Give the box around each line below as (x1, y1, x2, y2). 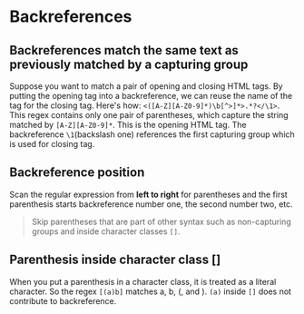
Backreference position (9, 165, 145, 181)
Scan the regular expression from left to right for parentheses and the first (9, 189, 288, 200)
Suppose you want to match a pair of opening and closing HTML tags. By (9, 81, 283, 92)
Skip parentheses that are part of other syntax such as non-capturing (31, 216, 292, 227)
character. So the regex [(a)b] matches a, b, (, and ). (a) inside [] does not (9, 286, 292, 297)
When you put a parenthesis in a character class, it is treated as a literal (9, 276, 277, 287)
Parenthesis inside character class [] (9, 252, 221, 268)
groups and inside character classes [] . (31, 225, 181, 237)
